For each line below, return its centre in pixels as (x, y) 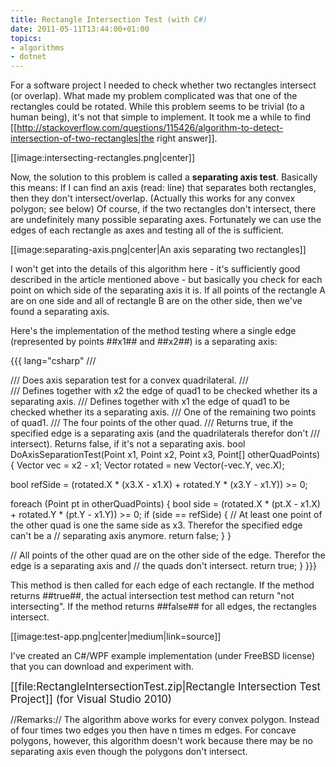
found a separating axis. (60, 312)
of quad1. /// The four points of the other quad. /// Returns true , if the (152, 423)
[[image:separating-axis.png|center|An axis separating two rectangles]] (158, 250)
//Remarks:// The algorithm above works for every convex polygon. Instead (165, 720)
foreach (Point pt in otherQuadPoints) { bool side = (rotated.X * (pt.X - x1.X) (165, 504)
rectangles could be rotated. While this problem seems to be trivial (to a (157, 107)
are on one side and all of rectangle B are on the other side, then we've (156, 301)
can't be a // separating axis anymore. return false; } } (121, 536)
